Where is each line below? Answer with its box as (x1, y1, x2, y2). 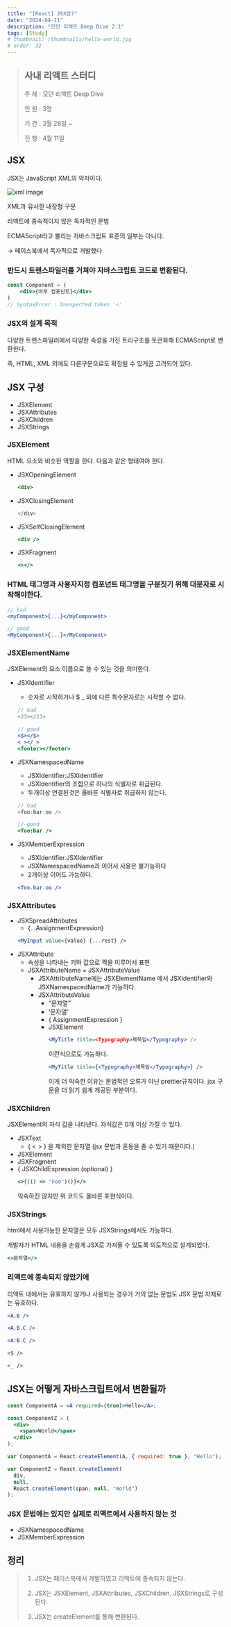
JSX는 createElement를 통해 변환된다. (34, 1612, 139, 1621)
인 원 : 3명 (24, 104, 52, 113)
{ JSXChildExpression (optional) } (17, 1165, 113, 1173)
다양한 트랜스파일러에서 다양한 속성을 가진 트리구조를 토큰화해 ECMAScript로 (7, 336, 216, 344)
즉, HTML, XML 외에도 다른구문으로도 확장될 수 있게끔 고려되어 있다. (7, 359, 193, 367)
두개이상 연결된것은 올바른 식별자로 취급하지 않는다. (27, 788, 167, 796)
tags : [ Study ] (7, 29, 49, 37)
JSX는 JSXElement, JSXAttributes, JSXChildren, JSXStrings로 (34, 1589, 210, 1598)
